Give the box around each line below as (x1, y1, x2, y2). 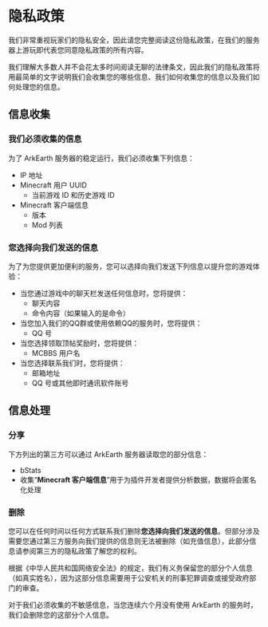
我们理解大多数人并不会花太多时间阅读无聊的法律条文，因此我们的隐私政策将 (8, 61, 260, 72)
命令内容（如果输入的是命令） (31, 308, 130, 317)
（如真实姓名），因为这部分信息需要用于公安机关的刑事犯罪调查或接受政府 (8, 573, 250, 582)
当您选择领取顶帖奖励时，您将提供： (19, 338, 140, 348)
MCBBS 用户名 (31, 348, 81, 357)
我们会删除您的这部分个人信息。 (8, 609, 113, 619)
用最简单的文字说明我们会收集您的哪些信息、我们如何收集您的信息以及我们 (8, 72, 253, 81)
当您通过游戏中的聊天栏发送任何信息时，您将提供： (19, 288, 188, 298)
